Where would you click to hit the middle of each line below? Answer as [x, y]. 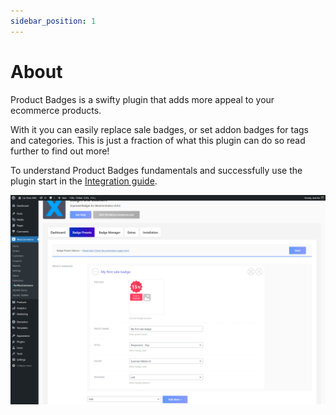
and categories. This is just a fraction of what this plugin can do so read [158, 140]
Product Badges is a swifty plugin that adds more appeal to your [142, 99]
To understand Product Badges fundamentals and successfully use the [156, 170]
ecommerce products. [56, 110]
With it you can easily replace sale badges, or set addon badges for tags [159, 129]
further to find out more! [60, 151]
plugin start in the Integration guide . [84, 181]
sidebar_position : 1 [53, 21]
